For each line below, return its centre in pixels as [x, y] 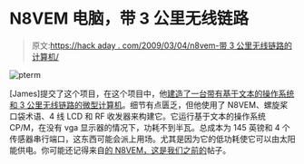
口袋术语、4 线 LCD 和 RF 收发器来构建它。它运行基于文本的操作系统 [137, 116]
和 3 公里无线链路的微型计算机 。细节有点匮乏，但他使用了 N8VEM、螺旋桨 [149, 104]
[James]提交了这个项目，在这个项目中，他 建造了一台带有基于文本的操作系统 [152, 93]
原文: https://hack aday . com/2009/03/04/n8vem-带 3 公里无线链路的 [162, 45]
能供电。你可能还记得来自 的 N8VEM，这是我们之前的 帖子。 [120, 150]
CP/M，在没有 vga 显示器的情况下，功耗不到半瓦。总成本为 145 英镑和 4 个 [150, 127]
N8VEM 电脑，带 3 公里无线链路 [129, 19]
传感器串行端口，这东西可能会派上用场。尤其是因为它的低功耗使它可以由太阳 [152, 139]
